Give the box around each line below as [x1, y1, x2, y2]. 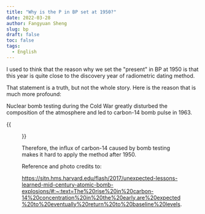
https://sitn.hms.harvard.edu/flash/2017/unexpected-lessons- [21, 174, 178, 182]
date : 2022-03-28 [6, 15, 51, 21]
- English [12, 49, 37, 55]
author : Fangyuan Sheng [6, 20, 68, 26]
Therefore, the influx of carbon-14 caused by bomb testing [21, 144, 171, 152]
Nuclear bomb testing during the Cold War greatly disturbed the [6, 102, 168, 109]
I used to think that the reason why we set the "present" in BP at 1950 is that [6, 65, 199, 73]
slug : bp [6, 26, 29, 32]
